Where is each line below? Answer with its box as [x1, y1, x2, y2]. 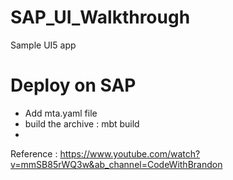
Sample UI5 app [10, 39, 77, 51]
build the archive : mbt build [24, 117, 140, 130]
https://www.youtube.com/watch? [59, 147, 201, 160]
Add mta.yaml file [24, 107, 98, 119]
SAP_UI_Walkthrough [10, 6, 191, 29]
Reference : [10, 147, 58, 160]
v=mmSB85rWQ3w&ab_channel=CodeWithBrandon [10, 158, 223, 170]
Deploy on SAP [10, 74, 137, 97]
